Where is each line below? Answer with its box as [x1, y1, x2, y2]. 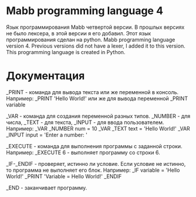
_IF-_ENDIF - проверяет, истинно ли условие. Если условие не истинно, [6, 160, 186, 167]
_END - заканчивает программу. [6, 184, 87, 191]
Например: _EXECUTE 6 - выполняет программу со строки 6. [6, 149, 160, 156]
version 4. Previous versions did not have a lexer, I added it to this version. [6, 42, 186, 49]
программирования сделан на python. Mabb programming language [6, 36, 175, 43]
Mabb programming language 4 [6, 4, 163, 18]
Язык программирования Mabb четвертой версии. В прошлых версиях [6, 24, 185, 31]
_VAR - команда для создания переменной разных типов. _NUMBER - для [6, 112, 191, 119]
